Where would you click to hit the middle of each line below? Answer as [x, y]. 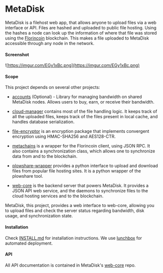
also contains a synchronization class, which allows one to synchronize [83, 151]
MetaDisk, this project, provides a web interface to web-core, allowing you [80, 206]
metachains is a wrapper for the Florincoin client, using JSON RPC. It [81, 146]
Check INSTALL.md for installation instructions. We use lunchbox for [73, 238]
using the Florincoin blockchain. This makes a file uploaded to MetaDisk [77, 38]
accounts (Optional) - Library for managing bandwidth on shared [77, 97]
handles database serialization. [43, 122]
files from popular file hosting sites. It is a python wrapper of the [76, 171]
